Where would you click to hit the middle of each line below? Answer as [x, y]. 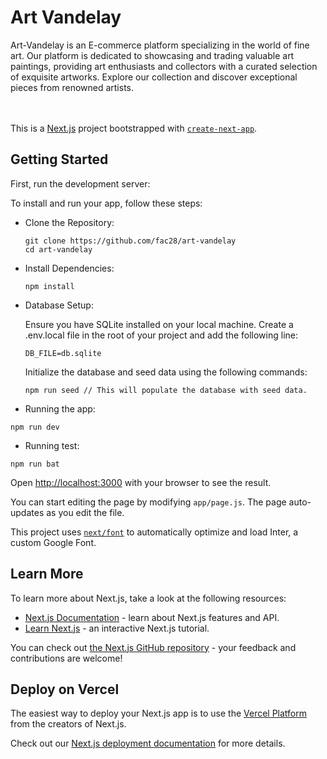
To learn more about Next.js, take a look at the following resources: [148, 598]
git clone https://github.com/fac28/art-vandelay [130, 241]
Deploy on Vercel [65, 689]
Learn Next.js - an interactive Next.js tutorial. [117, 628]
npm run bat [35, 464]
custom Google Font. [53, 542]
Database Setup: [59, 305]
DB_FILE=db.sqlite [63, 353]
